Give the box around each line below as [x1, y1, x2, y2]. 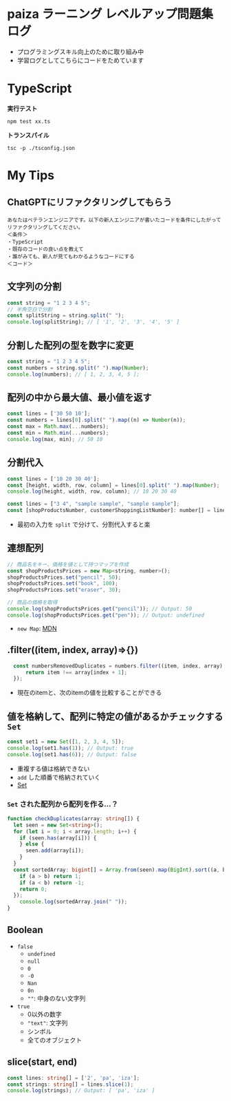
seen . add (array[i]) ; [25, 847, 85, 854]
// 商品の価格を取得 [7, 599, 58, 606]
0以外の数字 [27, 1009, 62, 1018]
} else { [19, 841, 45, 848]
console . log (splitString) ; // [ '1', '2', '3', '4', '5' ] [7, 319, 180, 325]
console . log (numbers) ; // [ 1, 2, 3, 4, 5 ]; [7, 371, 140, 378]
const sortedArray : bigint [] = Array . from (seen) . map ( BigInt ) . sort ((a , [13, 866, 220, 873]
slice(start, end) [7, 1056, 78, 1068]
